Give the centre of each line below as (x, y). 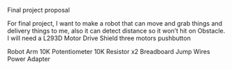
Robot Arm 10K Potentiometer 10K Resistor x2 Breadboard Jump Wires (109, 52)
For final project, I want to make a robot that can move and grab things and (115, 23)
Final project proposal (38, 10)
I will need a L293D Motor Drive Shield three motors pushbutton (99, 38)
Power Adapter (29, 59)
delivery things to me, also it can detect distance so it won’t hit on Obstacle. (116, 31)
